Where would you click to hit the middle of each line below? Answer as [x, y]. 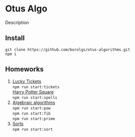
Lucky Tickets [27, 81]
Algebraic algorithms [34, 102]
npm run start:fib [31, 113]
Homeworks [24, 69]
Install [15, 38]
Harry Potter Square [33, 92]
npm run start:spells [35, 98]
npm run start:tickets [36, 87]
